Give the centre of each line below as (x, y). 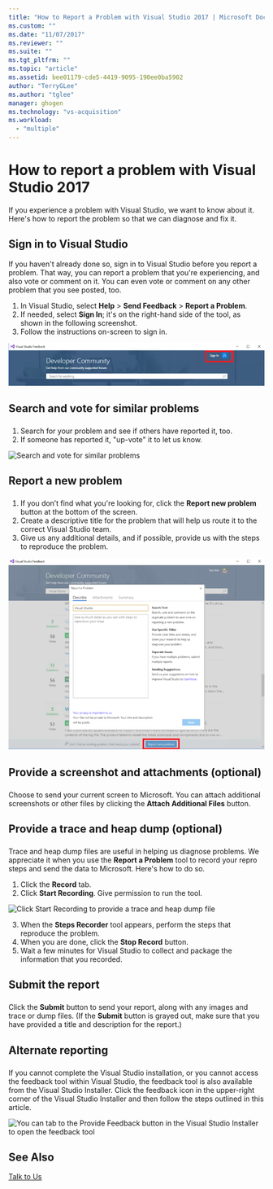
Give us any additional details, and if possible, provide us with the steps (140, 538)
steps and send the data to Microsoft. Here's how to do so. (107, 868)
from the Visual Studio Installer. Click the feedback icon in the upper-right (132, 1090)
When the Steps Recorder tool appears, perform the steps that (126, 924)
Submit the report (54, 985)
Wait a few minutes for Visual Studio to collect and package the (126, 950)
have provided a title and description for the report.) (95, 1024)
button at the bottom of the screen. (79, 512)
